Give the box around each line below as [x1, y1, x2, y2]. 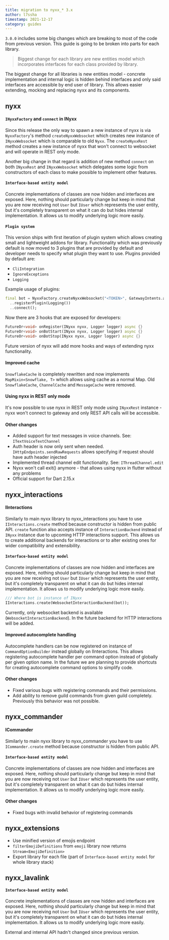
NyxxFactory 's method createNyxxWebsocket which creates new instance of [5, 132, 159, 138]
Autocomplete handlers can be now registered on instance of [5, 643, 132, 649]
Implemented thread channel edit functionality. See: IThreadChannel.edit [12, 459, 164, 465]
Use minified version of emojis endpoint [12, 837, 96, 843]
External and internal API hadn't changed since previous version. [5, 929, 139, 935]
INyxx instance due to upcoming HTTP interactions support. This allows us [5, 532, 160, 538]
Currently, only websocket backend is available [5, 609, 103, 616]
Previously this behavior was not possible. [12, 698, 100, 704]
